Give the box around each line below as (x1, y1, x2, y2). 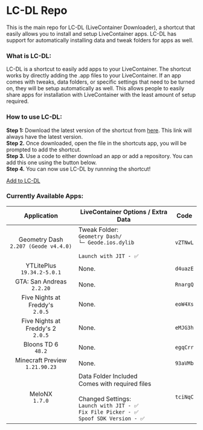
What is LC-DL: (6, 51, 52, 60)
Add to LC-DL (6, 177, 40, 184)
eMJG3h (175, 324, 194, 331)
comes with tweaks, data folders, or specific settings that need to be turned (6, 78, 195, 85)
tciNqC (175, 394, 194, 400)
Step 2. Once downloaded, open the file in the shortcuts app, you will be (6, 139, 187, 147)
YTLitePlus (25, 261, 56, 270)
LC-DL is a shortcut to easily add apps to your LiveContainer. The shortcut (6, 65, 192, 73)
